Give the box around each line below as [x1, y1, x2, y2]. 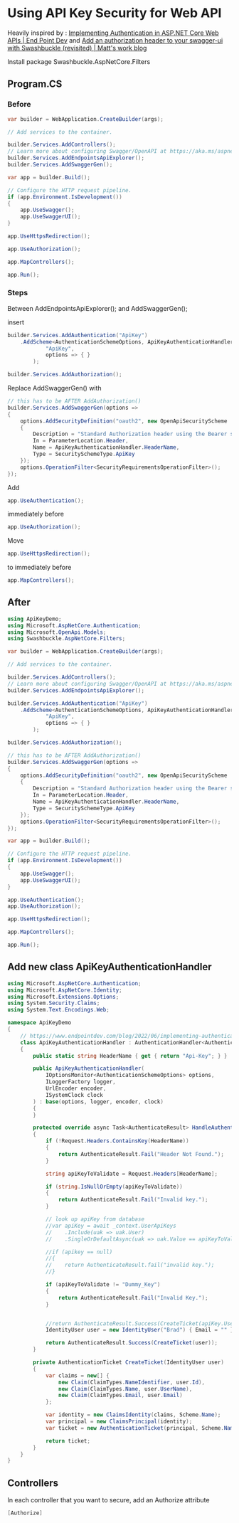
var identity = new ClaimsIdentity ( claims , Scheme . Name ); [45, 1411, 221, 1418]
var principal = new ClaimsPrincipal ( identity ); [45, 1418, 193, 1426]
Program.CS [7, 78, 63, 90]
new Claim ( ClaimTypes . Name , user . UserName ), [58, 1385, 193, 1392]
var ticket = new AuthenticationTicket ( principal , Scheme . [45, 1424, 224, 1431]
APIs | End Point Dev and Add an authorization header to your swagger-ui [7, 36, 223, 44]
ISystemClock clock [45, 1091, 103, 1098]
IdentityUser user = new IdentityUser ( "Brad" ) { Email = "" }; [45, 1327, 237, 1334]
